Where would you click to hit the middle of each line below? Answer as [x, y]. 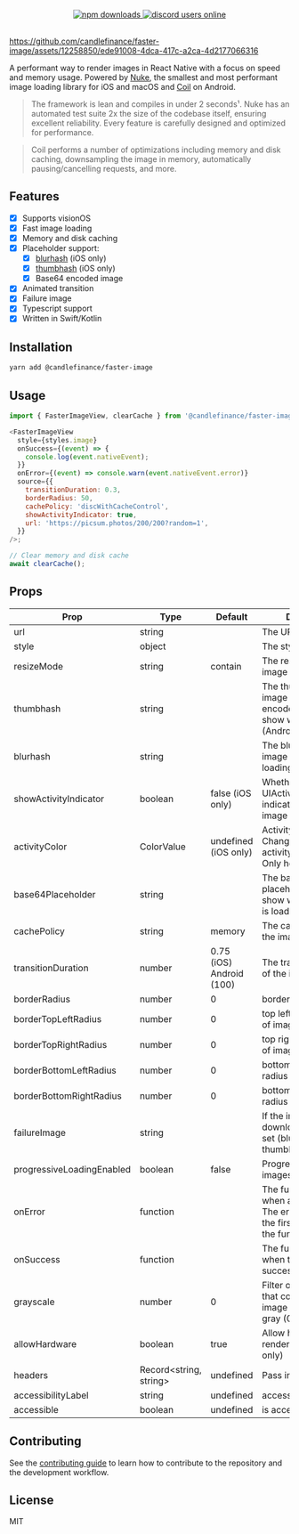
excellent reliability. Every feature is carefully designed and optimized [158, 123]
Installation [41, 347]
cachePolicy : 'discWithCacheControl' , [97, 507]
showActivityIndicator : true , [81, 515]
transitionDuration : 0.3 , [73, 490]
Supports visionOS [57, 218]
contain [226, 666]
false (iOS [231, 793]
